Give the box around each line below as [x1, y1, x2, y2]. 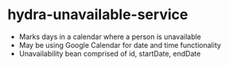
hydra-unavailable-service [7, 6, 188, 24]
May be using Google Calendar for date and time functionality [18, 40, 222, 49]
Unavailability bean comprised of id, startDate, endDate [18, 49, 201, 58]
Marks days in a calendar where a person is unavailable [18, 32, 202, 41]
